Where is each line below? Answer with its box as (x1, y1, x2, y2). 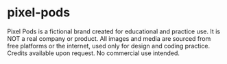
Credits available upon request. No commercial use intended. (7, 49, 180, 57)
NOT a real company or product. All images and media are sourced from (7, 34, 211, 42)
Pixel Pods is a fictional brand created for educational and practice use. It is (7, 27, 221, 35)
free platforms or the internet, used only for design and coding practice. (7, 42, 211, 50)
